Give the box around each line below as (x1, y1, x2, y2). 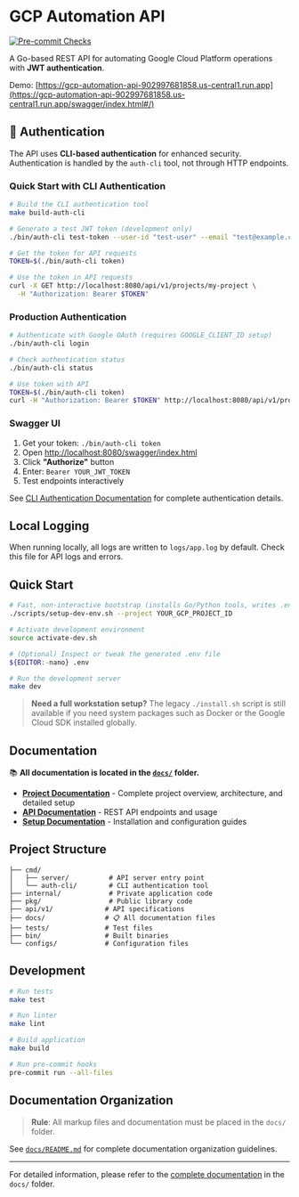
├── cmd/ (9, 866, 42, 875)
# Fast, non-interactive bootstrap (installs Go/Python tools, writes (9, 601, 277, 610)
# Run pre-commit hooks (9, 1060, 98, 1069)
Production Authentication (9, 310, 127, 322)
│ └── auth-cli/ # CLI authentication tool (9, 881, 209, 890)
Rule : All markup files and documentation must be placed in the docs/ (30, 1116, 287, 1128)
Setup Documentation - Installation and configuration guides (21, 817, 247, 827)
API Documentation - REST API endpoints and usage (21, 807, 218, 818)
